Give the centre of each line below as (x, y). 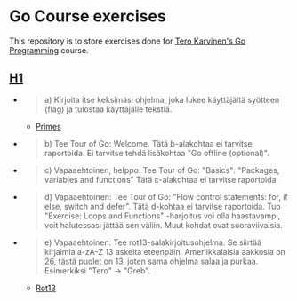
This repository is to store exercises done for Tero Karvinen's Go (128, 41)
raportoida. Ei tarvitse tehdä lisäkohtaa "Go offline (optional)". (157, 153)
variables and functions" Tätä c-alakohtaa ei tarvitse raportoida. (161, 179)
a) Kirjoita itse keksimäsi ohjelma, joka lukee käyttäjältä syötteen (162, 99)
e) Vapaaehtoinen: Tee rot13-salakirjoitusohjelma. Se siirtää (153, 242)
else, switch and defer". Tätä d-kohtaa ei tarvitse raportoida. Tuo (163, 206)
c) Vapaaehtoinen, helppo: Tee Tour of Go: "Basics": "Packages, (162, 170)
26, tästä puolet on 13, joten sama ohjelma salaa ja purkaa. (151, 261)
